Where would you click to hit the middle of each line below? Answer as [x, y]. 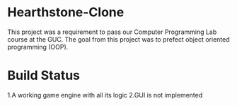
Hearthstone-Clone [66, 12]
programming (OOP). [38, 47]
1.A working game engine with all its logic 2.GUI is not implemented [105, 95]
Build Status [44, 76]
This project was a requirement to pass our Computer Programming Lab [112, 32]
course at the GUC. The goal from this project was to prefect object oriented [118, 39]
